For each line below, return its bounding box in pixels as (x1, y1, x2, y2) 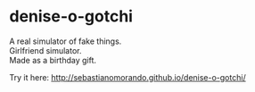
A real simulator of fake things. (9, 36, 122, 46)
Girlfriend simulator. (9, 45, 82, 55)
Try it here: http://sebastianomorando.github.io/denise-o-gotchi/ (9, 71, 247, 82)
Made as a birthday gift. (9, 54, 96, 65)
